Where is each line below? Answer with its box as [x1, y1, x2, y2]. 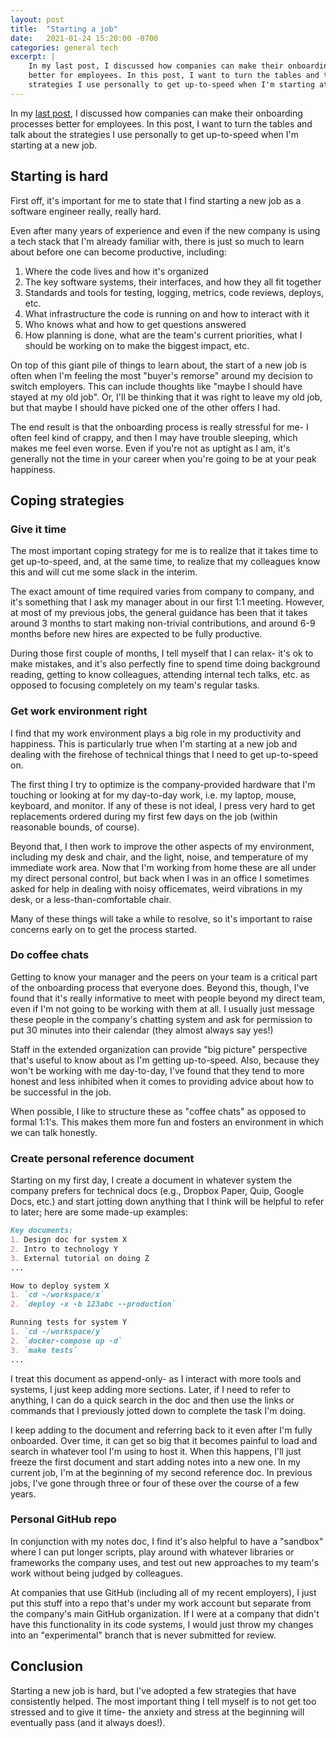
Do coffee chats [10, 948, 90, 962]
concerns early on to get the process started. [10, 923, 197, 935]
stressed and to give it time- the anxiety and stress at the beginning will [10, 1706, 305, 1718]
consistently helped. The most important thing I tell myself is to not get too [10, 1695, 317, 1707]
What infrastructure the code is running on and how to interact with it [24, 307, 310, 320]
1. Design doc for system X [10, 1235, 128, 1245]
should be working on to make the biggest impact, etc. [24, 339, 250, 351]
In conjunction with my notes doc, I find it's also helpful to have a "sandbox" [10, 1535, 324, 1547]
